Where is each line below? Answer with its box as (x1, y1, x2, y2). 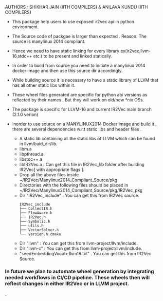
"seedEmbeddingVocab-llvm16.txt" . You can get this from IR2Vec (19, 251, 152, 256)
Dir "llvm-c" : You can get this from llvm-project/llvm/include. (19, 245, 143, 251)
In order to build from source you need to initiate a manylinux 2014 (12, 63, 145, 68)
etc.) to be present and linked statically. (33, 53, 112, 59)
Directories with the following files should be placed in (19, 182, 128, 188)
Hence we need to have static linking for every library (12, 48, 120, 54)
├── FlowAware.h (19, 210, 53, 215)
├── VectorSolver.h (19, 227, 59, 232)
